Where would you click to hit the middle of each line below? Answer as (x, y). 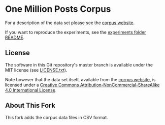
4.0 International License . (31, 90)
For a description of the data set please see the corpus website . (70, 23)
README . (15, 37)
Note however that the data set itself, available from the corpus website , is (81, 79)
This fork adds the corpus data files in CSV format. (57, 117)
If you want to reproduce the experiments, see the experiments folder (76, 32)
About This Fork (30, 106)
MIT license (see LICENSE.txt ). (36, 70)
